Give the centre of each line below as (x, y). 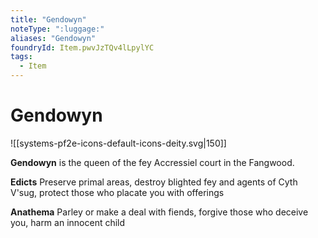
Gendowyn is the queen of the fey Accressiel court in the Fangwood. (152, 162)
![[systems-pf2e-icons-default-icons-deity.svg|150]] (118, 143)
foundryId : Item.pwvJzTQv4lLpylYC (82, 47)
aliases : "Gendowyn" (53, 38)
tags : (21, 57)
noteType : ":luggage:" (57, 29)
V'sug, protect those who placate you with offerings (117, 192)
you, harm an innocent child (68, 222)
